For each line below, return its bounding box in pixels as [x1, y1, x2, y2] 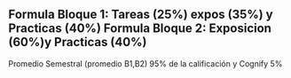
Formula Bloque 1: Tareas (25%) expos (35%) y [8, 7, 273, 22]
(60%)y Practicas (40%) [8, 35, 147, 50]
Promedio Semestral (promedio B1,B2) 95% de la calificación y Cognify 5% [8, 58, 283, 69]
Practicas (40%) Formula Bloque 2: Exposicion [8, 21, 272, 36]
